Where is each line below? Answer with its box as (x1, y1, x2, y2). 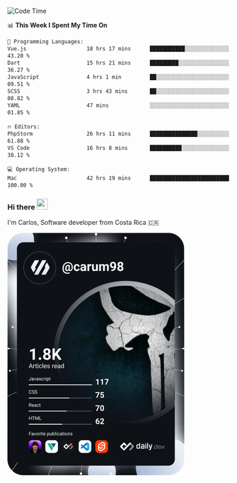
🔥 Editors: (7, 123, 40, 131)
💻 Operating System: (7, 166, 71, 173)
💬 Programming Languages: (7, 38, 83, 45)
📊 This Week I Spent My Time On (7, 21, 108, 29)
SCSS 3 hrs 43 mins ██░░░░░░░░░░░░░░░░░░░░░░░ (7, 88, 230, 95)
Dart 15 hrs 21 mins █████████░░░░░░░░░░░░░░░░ (7, 60, 230, 67)
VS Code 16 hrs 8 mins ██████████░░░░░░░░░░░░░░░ (7, 145, 230, 152)
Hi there (7, 202, 35, 212)
